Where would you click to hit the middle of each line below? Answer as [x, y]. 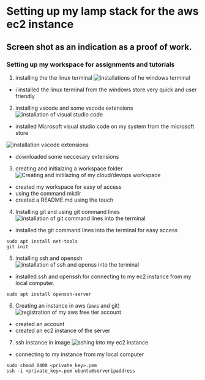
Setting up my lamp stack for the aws [102, 11]
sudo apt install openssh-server [49, 294]
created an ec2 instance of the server [63, 330]
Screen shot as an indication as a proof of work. [99, 47]
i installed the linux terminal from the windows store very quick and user [106, 89]
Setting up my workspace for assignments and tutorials [91, 64]
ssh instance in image [43, 342]
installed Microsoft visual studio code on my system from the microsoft [105, 126]
